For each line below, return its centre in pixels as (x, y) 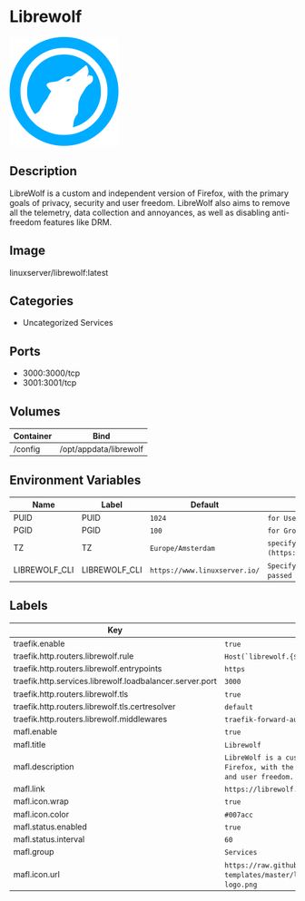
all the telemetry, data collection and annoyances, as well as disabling (140, 212)
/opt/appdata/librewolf (101, 449)
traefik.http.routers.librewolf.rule (74, 656)
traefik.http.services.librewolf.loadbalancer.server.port (115, 681)
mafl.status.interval (49, 839)
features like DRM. (78, 222)
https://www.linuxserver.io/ (205, 571)
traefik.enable (39, 643)
